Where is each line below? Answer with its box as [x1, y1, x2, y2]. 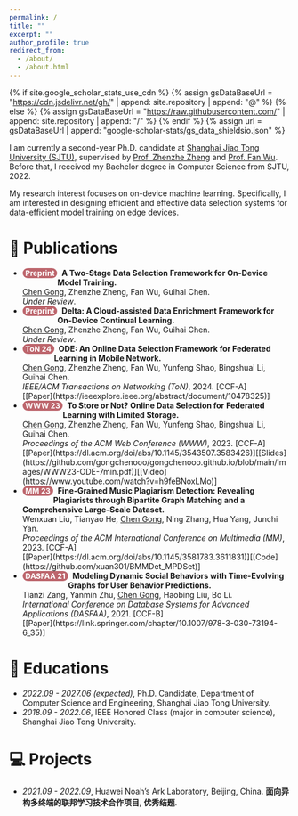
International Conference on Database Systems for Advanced [21, 599, 250, 609]
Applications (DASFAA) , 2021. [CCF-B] [21, 608, 165, 619]
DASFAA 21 [25, 571, 66, 581]
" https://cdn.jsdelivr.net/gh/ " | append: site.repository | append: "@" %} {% [9, 96, 286, 107]
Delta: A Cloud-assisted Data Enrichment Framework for [61, 305, 275, 316]
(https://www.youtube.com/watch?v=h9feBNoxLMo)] [21, 476, 218, 486]
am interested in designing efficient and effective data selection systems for [9, 197, 287, 208]
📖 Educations [9, 658, 109, 678]
